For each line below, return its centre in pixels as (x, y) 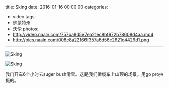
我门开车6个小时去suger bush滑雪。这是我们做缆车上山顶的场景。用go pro (82, 74)
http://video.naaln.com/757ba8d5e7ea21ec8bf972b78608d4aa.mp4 (83, 35)
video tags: (24, 17)
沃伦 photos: (25, 29)
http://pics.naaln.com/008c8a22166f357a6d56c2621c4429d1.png (81, 40)
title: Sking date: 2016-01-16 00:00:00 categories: (57, 7)
